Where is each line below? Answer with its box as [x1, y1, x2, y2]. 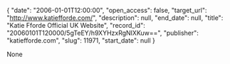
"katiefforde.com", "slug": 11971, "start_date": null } [6, 36, 156, 45]
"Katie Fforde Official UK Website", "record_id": [6, 21, 145, 29]
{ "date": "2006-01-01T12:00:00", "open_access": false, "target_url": [6, 6, 207, 14]
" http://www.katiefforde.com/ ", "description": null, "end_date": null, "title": [6, 14, 224, 22]
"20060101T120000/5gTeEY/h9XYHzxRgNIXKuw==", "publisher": [6, 28, 199, 37]
